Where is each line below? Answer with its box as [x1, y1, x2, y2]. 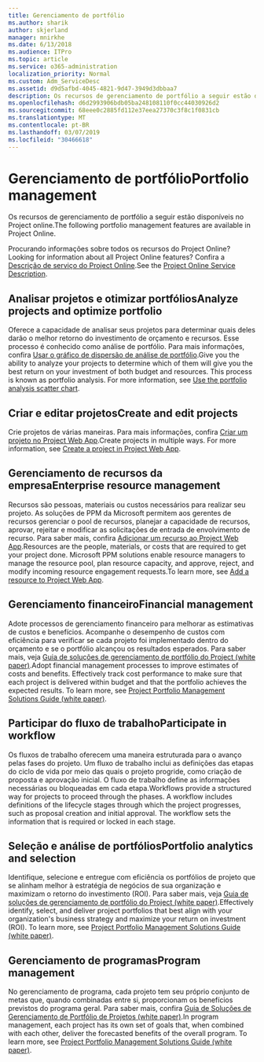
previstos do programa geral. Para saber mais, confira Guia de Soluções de [8, 1004, 251, 1013]
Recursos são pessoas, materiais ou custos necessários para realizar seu [8, 500, 246, 509]
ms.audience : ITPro [8, 48, 72, 56]
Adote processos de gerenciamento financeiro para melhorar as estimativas [8, 619, 254, 628]
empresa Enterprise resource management [8, 479, 221, 492]
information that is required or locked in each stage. [8, 817, 176, 826]
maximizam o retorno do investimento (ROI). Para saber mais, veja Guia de [8, 889, 249, 898]
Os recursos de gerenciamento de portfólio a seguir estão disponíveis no [8, 212, 244, 222]
